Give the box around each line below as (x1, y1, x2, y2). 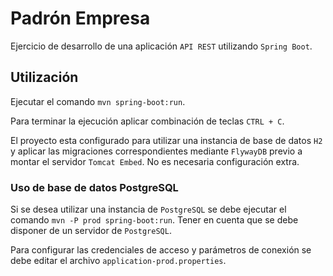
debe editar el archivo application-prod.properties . (10, 255, 227, 267)
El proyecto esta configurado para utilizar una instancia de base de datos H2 (10, 134, 323, 146)
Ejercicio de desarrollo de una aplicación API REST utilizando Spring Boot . (10, 40, 313, 52)
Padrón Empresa (10, 7, 151, 30)
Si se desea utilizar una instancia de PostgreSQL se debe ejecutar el (10, 203, 287, 216)
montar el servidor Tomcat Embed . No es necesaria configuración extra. (10, 155, 300, 167)
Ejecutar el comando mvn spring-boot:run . (10, 95, 186, 107)
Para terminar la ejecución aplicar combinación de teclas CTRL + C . (10, 115, 285, 127)
